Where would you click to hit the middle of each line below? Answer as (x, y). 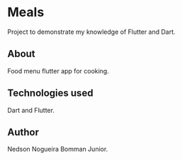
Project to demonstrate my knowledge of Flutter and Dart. (91, 32)
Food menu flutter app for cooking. (58, 70)
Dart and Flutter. (31, 110)
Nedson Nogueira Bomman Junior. (58, 149)
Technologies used (50, 93)
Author (23, 132)
